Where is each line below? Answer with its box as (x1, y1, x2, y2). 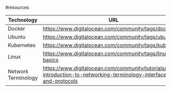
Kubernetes (8, 42, 36, 49)
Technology (8, 16, 38, 24)
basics (42, 56, 59, 63)
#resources (5, 5, 30, 10)
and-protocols (42, 78, 78, 84)
